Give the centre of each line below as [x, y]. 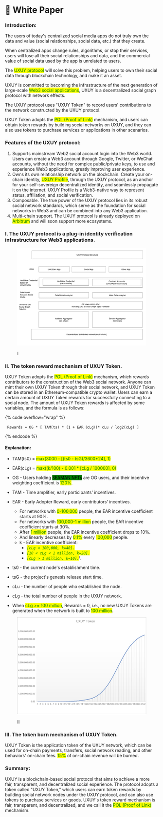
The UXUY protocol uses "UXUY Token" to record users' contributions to [78, 105]
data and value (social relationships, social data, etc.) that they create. [75, 41]
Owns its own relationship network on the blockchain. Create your [78, 174]
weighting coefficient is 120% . [42, 483]
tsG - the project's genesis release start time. [57, 577]
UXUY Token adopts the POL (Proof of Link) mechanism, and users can [77, 120]
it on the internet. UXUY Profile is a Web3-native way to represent [78, 190]
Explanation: [18, 448]
